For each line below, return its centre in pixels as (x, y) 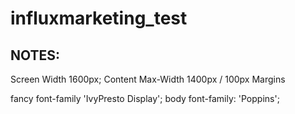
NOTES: (35, 55)
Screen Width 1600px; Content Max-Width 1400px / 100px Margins (148, 79)
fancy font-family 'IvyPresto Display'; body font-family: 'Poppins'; (145, 98)
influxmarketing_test (99, 18)
